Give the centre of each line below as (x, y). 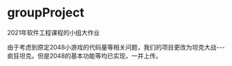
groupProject (46, 13)
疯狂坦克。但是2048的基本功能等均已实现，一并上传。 (85, 56)
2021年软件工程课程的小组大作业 (54, 32)
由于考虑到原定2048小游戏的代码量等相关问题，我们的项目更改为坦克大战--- (116, 47)
